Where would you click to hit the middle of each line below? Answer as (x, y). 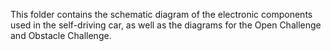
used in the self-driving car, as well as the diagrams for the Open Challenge (166, 25)
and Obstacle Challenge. (61, 35)
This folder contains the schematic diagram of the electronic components (161, 14)
